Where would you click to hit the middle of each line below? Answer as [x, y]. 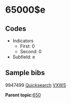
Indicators [23, 41]
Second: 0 [31, 52]
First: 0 [27, 46]
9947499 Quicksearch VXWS [36, 85]
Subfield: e [24, 57]
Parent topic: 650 [23, 95]
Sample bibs [25, 73]
